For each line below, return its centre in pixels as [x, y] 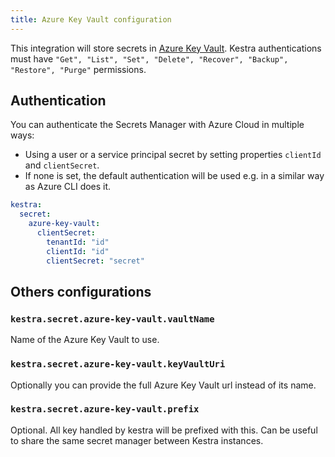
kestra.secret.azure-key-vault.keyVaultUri [118, 364]
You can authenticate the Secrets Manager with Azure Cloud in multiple [157, 125]
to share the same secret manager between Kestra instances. [137, 440]
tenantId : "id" [78, 242]
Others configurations [81, 291]
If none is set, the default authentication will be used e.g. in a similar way [174, 176]
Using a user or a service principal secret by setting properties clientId [173, 155]
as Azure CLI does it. [68, 187]
